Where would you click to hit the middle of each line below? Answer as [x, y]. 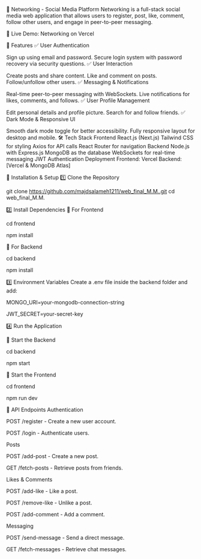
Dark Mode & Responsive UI [41, 119]
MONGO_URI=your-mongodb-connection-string [65, 302]
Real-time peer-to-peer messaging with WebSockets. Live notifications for [98, 94]
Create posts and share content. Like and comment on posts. [82, 76]
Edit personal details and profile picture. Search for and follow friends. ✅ [96, 112]
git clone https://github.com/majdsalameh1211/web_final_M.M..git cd [91, 191]
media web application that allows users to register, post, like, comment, [95, 16]
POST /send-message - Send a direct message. [65, 538]
